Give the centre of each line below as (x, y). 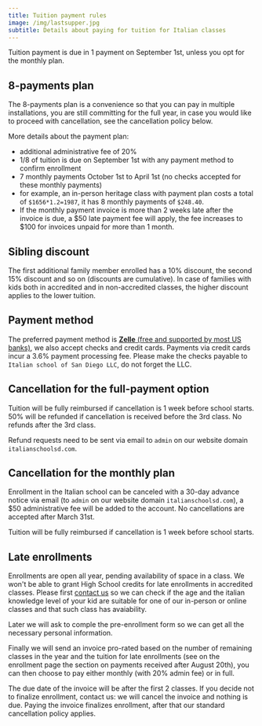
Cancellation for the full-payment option (109, 389)
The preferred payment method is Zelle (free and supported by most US (125, 339)
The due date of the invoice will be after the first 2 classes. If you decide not (131, 688)
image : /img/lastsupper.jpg (54, 23)
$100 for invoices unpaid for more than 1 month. (97, 227)
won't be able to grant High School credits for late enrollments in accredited (131, 584)
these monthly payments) (61, 185)
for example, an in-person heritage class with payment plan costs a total (136, 193)
